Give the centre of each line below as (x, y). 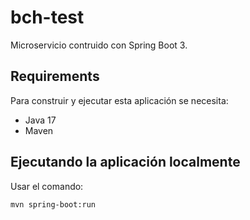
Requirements (55, 76)
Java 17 (40, 120)
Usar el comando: (47, 186)
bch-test (47, 17)
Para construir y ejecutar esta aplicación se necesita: (119, 100)
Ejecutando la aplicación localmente (125, 162)
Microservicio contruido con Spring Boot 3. (99, 45)
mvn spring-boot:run (53, 204)
